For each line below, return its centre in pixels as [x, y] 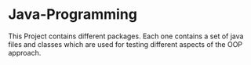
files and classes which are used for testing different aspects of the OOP [125, 44]
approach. [25, 52]
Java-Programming [73, 14]
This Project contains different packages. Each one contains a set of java [126, 36]
